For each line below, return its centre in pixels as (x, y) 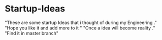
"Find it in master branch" (32, 33)
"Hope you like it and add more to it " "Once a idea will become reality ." (80, 27)
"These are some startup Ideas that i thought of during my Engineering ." (81, 22)
